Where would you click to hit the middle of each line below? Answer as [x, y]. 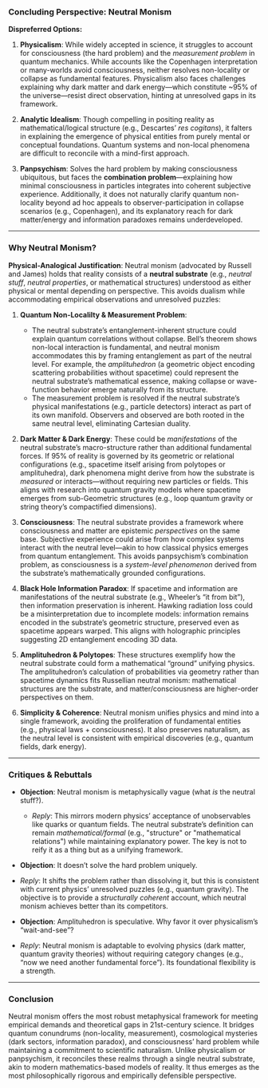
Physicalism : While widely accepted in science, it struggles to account [136, 45]
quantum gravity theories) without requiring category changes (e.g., [132, 954]
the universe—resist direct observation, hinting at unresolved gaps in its [138, 96]
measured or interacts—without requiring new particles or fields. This [134, 481]
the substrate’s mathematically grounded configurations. [112, 573]
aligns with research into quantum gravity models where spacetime [130, 490]
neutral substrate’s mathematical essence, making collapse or [133, 380]
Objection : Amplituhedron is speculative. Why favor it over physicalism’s [139, 921]
